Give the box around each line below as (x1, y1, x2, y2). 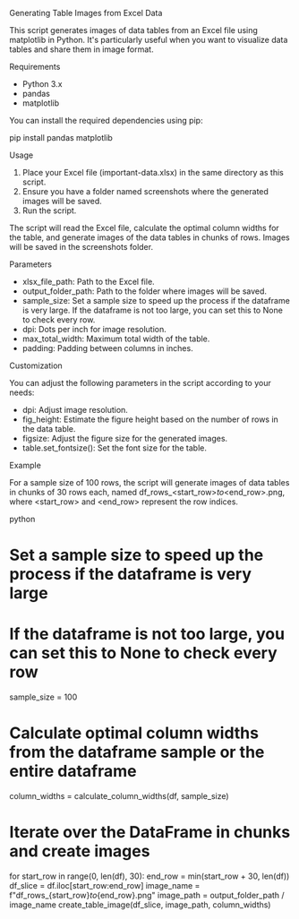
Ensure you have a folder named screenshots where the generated (21, 186, 269, 196)
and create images (9, 841, 150, 862)
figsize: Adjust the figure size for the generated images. (21, 434, 228, 443)
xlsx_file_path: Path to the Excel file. (21, 277, 155, 287)
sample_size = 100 (9, 691, 78, 702)
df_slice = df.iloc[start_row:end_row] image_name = (9, 880, 201, 890)
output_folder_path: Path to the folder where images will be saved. (21, 286, 267, 296)
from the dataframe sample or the (9, 743, 265, 762)
